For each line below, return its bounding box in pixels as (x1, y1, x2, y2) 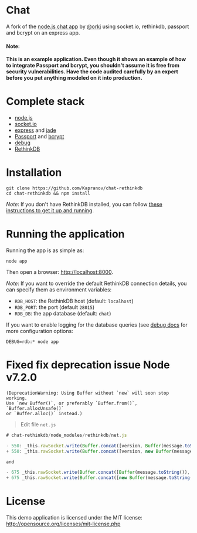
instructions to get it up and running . (6, 207, 94, 214)
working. (6, 395, 28, 401)
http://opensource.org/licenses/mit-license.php (6, 520, 121, 528)
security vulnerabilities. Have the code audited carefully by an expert (6, 68, 179, 75)
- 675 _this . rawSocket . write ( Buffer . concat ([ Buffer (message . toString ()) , (6, 470, 191, 476)
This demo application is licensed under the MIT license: (6, 514, 142, 521)
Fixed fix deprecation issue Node (6, 358, 170, 372)
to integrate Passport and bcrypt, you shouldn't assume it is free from (6, 62, 180, 69)
